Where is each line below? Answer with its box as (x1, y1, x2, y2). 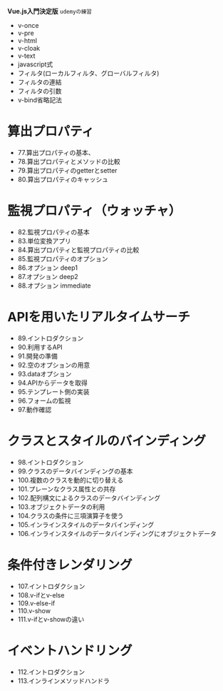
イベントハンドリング (7, 642, 133, 659)
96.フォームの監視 (17, 396, 71, 405)
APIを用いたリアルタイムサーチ (7, 309, 191, 326)
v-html (17, 36, 38, 45)
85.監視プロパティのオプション (17, 254, 108, 263)
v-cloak (17, 44, 41, 52)
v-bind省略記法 (17, 96, 63, 104)
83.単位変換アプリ (17, 236, 71, 245)
